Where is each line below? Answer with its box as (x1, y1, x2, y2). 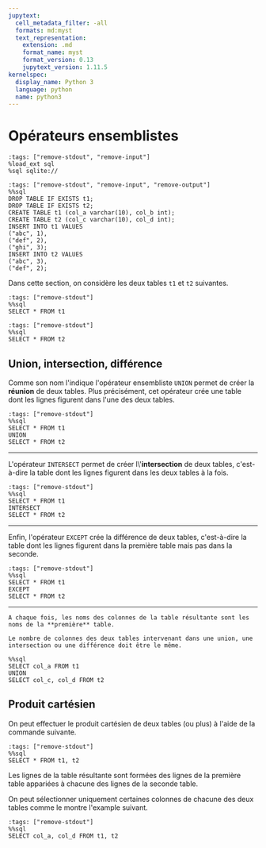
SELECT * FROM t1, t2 (8, 756, 80, 765)
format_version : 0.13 (22, 56, 93, 64)
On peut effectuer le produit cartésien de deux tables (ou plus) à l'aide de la (8, 719, 256, 728)
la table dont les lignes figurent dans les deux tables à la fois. (29, 468, 229, 477)
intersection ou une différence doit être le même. (8, 642, 182, 649)
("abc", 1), (8, 229, 47, 238)
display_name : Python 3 (15, 78, 93, 86)
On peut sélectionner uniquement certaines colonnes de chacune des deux (8, 794, 254, 804)
